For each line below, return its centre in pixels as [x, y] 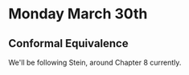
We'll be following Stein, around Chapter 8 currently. [95, 62]
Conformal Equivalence [68, 43]
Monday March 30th [78, 14]
